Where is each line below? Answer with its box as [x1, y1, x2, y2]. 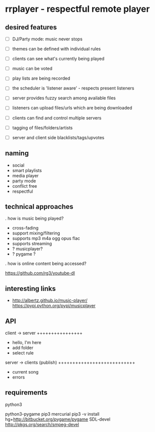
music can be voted [12, 65, 53, 72]
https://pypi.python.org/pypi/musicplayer [12, 303, 96, 309]
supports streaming [12, 241, 52, 247]
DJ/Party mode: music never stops [12, 36, 83, 42]
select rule [12, 350, 34, 356]
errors [12, 374, 25, 380]
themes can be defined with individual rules [12, 46, 101, 52]
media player [12, 173, 39, 178]
